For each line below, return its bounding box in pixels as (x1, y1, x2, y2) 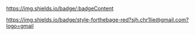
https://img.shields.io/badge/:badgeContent (6, 5, 114, 12)
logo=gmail (6, 23, 34, 29)
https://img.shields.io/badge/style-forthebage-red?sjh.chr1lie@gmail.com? (6, 16, 189, 23)
